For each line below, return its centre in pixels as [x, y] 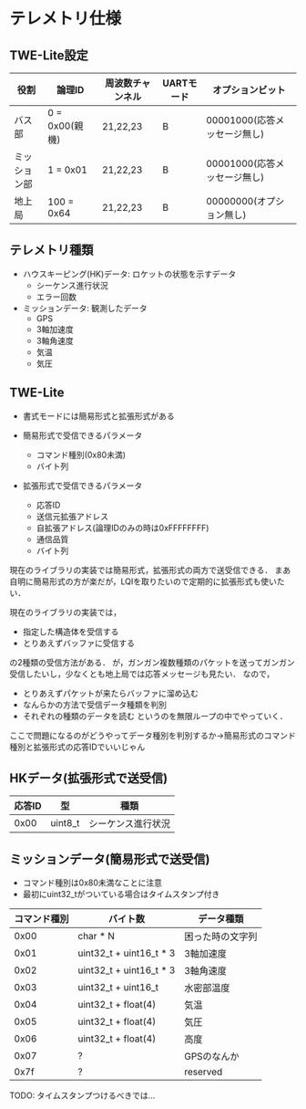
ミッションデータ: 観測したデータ [85, 308]
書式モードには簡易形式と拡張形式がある [98, 415]
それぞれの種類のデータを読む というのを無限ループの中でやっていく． [155, 716]
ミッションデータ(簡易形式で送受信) [110, 859]
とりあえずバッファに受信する [78, 643]
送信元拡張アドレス [72, 516]
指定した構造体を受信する [71, 632]
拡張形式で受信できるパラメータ [82, 486]
